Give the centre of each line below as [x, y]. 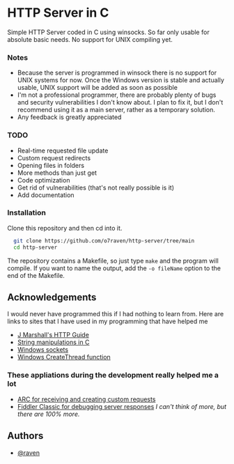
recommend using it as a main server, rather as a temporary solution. [116, 110]
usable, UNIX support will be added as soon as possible [97, 88]
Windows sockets [42, 350]
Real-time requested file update [63, 150]
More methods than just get [57, 173]
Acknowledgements [52, 297]
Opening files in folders [51, 165]
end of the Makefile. [36, 275]
